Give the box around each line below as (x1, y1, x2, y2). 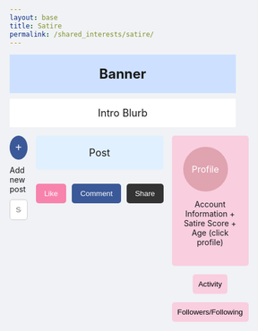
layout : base (9, 13, 58, 22)
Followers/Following (176, 308, 244, 318)
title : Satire (9, 21, 63, 30)
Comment (80, 189, 113, 199)
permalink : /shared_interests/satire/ (9, 30, 154, 38)
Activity (197, 279, 223, 289)
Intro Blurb (97, 106, 149, 120)
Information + (185, 208, 236, 219)
